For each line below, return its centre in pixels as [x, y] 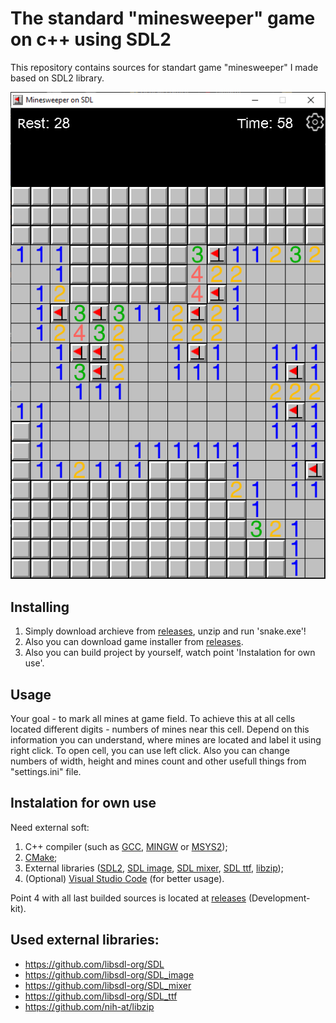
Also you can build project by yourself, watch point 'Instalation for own [170, 653]
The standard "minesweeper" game [163, 18]
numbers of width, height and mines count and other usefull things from [158, 761]
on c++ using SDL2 [91, 39]
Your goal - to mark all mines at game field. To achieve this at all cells [153, 719]
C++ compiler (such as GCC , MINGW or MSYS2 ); [126, 846]
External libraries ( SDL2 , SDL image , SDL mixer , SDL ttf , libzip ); [154, 868]
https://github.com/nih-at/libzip [89, 1006]
